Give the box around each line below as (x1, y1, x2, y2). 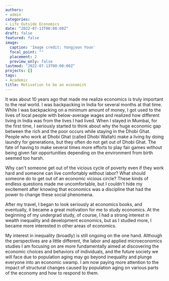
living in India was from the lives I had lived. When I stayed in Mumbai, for (5, 117, 157, 123)
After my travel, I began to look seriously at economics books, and (5, 201, 142, 207)
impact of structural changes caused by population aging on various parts (5, 264, 159, 270)
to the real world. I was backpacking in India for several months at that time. (5, 101, 162, 107)
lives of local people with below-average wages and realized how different (5, 112, 160, 118)
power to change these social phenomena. (5, 191, 94, 197)
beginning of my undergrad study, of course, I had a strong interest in (5, 212, 149, 218)
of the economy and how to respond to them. (5, 270, 99, 276)
